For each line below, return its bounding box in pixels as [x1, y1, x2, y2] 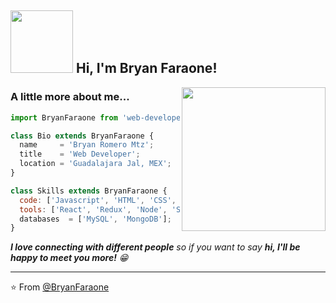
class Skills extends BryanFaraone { [10, 186, 168, 196]
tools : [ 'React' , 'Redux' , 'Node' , [19, 204, 168, 215]
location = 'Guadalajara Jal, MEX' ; [19, 159, 172, 169]
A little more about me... [10, 90, 130, 104]
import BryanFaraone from [10, 112, 118, 123]
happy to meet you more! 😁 [10, 252, 129, 264]
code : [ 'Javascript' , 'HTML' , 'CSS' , [19, 195, 177, 205]
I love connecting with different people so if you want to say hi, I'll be [10, 241, 301, 253]
